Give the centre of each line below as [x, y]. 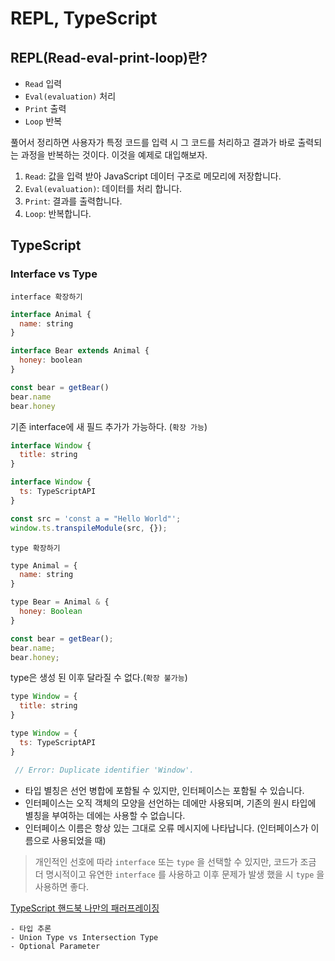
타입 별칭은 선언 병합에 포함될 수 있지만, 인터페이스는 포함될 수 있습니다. [164, 790]
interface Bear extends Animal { [80, 351]
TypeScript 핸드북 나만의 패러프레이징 [85, 908]
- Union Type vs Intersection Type [84, 937]
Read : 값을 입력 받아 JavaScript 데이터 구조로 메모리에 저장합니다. [153, 176]
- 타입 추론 [31, 928]
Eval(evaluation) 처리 [70, 96]
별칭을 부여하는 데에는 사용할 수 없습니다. [105, 815]
